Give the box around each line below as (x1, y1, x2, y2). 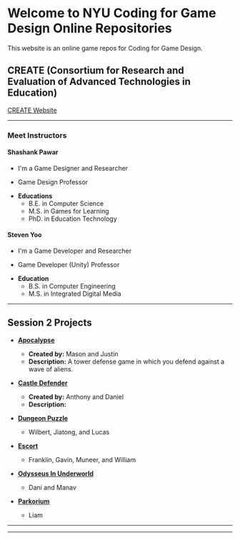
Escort (17, 441, 39, 450)
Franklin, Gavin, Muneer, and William (28, 455, 136, 464)
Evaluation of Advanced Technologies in (7, 76, 191, 88)
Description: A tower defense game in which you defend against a (28, 357, 225, 366)
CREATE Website (7, 106, 57, 114)
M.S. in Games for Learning (28, 206, 109, 215)
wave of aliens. (28, 364, 74, 373)
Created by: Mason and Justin (28, 349, 119, 358)
